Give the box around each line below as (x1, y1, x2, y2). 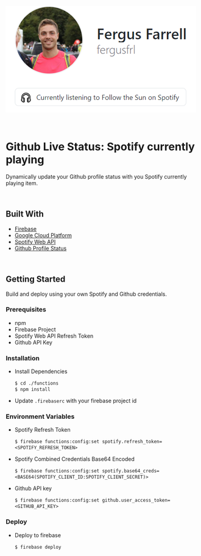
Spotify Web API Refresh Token (14, 332, 94, 340)
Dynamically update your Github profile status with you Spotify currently (5, 173, 187, 180)
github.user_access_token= (102, 497, 171, 504)
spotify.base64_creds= (102, 468, 160, 474)
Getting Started (5, 274, 66, 285)
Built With (5, 209, 44, 219)
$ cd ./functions (14, 380, 59, 387)
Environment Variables (5, 412, 75, 421)
